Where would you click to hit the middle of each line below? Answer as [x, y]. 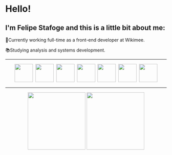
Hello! [18, 9]
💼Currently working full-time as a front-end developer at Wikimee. [75, 40]
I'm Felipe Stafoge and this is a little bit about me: [85, 28]
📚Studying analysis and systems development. [56, 50]
